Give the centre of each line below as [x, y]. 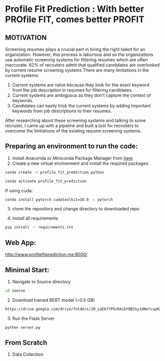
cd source [15, 290]
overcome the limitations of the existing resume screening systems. [73, 131]
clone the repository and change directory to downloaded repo [76, 209]
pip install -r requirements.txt [39, 227]
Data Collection [28, 355]
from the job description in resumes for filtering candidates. [72, 90]
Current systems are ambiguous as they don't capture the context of [82, 95]
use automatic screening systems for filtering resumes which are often [77, 60]
